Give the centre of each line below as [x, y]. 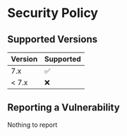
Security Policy [53, 13]
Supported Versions [52, 39]
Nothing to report [32, 125]
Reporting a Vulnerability [64, 108]
